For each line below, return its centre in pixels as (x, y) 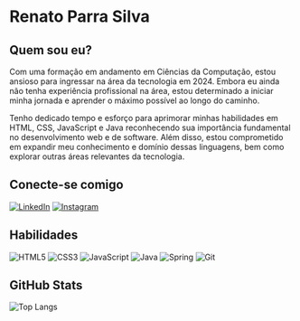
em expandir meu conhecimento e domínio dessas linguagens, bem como (147, 147)
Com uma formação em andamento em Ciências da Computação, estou (143, 71)
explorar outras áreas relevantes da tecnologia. (97, 156)
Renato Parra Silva (80, 17)
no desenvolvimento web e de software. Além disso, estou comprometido (146, 137)
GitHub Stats (46, 285)
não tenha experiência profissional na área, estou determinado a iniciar (141, 91)
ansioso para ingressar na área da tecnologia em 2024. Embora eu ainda (145, 81)
